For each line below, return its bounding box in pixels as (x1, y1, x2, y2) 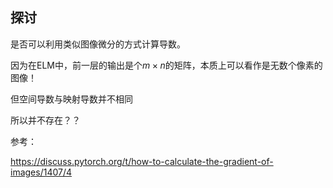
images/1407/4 (10, 166, 73, 178)
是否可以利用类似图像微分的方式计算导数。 (10, 38, 186, 50)
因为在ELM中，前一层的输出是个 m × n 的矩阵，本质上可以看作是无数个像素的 (10, 59, 323, 71)
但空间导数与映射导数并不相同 (10, 93, 133, 105)
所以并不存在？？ (10, 114, 81, 126)
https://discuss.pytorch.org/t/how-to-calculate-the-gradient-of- (10, 155, 274, 167)
